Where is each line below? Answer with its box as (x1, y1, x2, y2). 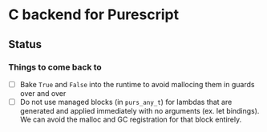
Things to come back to (8, 62, 102, 73)
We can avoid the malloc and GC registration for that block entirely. (19, 114, 242, 124)
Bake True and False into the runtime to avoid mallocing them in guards (19, 79, 255, 89)
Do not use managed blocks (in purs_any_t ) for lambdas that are (19, 97, 233, 106)
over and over (19, 88, 67, 98)
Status (8, 38, 42, 51)
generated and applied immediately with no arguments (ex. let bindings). (19, 106, 260, 115)
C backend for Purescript (8, 6, 179, 24)
